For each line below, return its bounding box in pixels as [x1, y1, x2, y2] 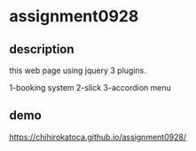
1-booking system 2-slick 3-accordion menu [9, 83, 171, 92]
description [9, 42, 74, 57]
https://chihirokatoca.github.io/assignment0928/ [9, 131, 187, 142]
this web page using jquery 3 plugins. [9, 65, 146, 75]
